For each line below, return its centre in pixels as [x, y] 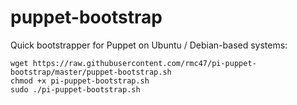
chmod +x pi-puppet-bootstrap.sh [80, 81]
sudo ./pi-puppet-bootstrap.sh [75, 89]
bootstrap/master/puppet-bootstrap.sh [91, 72]
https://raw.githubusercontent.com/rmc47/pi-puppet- [144, 63]
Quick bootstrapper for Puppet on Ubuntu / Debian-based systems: [149, 45]
